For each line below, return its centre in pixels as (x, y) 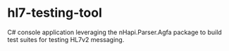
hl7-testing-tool (55, 13)
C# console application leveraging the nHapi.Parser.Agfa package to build (114, 32)
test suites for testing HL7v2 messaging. (66, 39)
